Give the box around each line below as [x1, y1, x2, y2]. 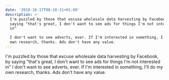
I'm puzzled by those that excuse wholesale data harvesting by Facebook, [5, 53, 159, 59]
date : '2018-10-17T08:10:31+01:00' [5, 7, 80, 12]
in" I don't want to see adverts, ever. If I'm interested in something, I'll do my [5, 63, 163, 70]
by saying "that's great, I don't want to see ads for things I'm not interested [5, 58, 161, 64]
